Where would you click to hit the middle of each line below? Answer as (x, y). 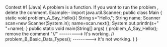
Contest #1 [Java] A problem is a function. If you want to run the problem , (82, 7)
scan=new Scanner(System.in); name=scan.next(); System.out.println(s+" (82, 23)
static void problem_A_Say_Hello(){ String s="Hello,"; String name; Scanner (83, 18)
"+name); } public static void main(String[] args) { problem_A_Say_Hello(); (81, 28)
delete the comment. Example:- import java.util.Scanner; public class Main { (84, 12)
